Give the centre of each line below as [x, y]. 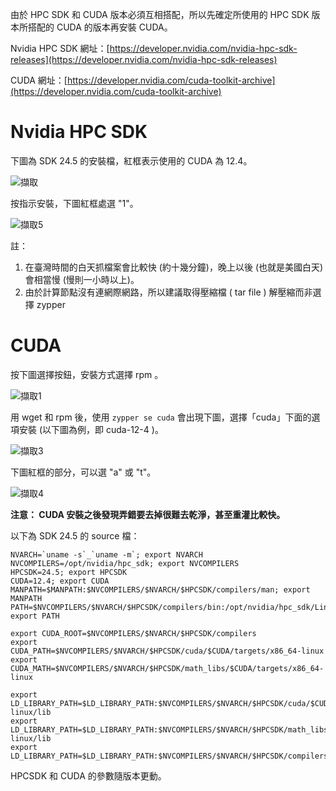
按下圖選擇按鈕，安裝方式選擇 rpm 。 [87, 374]
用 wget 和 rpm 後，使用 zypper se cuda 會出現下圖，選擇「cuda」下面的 [161, 417]
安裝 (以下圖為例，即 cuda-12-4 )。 [91, 429]
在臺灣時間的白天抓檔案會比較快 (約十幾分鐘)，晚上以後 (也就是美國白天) [174, 267]
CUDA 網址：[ [39, 80]
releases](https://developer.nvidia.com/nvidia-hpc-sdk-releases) [144, 59]
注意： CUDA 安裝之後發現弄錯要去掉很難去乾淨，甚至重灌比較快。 [148, 514]
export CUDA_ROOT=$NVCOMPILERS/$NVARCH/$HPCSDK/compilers [133, 633]
